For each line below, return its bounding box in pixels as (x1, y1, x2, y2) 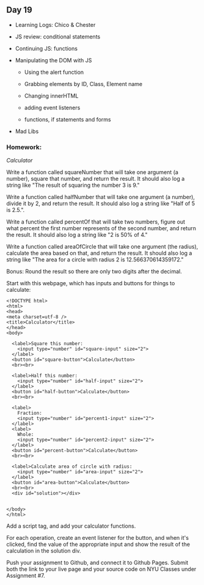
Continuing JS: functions (15, 45, 78, 52)
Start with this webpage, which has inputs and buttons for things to (6, 280, 175, 287)
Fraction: (17, 410, 43, 416)
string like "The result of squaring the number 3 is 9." (6, 181, 140, 189)
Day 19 (6, 5, 32, 15)
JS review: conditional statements (15, 33, 101, 40)
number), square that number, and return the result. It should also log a (6, 175, 185, 183)
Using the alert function (24, 68, 84, 76)
